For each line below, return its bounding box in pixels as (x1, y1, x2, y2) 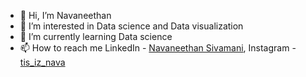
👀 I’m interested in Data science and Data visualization (19, 20, 244, 32)
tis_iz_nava (19, 56, 66, 68)
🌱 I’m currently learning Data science (19, 31, 173, 42)
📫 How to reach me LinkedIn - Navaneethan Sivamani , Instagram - (19, 42, 297, 54)
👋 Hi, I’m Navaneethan (19, 10, 112, 21)
